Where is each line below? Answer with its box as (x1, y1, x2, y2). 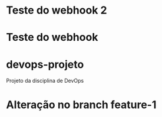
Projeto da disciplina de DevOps (6, 77, 84, 84)
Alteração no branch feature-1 (6, 98, 157, 111)
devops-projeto (6, 57, 84, 71)
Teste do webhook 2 (6, 4, 107, 17)
